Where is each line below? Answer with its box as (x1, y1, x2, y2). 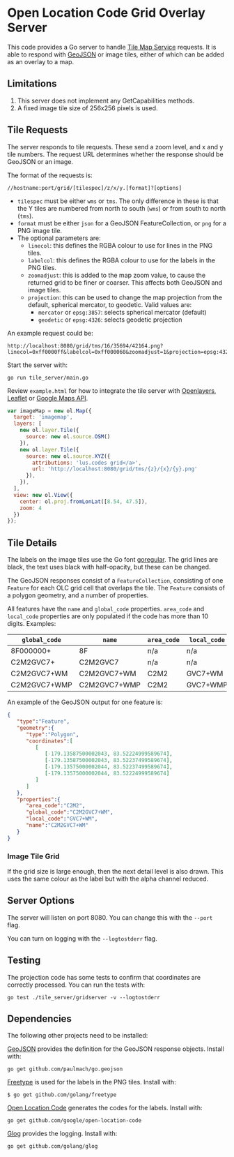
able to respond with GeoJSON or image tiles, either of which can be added (7, 50, 224, 59)
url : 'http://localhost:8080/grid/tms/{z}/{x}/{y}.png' (32, 465, 198, 472)
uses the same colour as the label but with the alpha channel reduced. (7, 874, 209, 883)
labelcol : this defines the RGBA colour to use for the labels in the (27, 256, 216, 264)
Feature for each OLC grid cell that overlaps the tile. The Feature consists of (7, 584, 225, 592)
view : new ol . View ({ (13, 491, 73, 498)
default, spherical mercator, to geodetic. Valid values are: (27, 300, 192, 308)
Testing (7, 955, 41, 966)
